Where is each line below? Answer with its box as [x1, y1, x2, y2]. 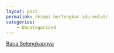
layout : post [6, 8, 38, 14]
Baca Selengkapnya [6, 40, 54, 47]
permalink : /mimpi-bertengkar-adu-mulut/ [6, 14, 109, 20]
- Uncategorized [16, 24, 57, 31]
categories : [6, 19, 35, 25]
